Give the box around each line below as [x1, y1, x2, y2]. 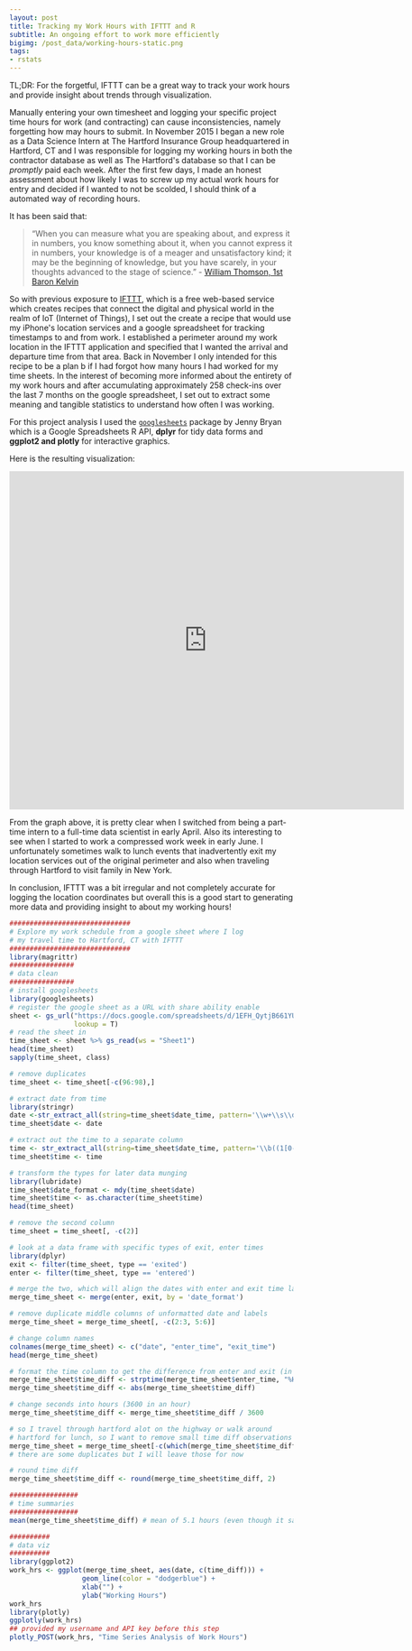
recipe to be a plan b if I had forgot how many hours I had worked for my [9, 361, 279, 371]
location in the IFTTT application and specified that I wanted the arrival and [9, 342, 288, 352]
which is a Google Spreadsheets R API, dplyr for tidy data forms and [9, 426, 263, 437]
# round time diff [9, 1466, 78, 1475]
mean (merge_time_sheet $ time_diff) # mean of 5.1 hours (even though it [9, 1516, 284, 1525]
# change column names [9, 1333, 95, 1342]
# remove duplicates [9, 1069, 87, 1078]
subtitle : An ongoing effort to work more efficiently [9, 30, 220, 39]
